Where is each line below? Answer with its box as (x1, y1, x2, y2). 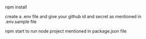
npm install (5, 4, 27, 10)
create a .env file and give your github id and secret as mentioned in (5, 14, 142, 19)
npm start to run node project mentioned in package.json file (5, 28, 127, 34)
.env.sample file (5, 19, 37, 24)
